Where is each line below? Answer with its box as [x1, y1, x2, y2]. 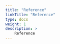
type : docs [5, 17, 28, 22]
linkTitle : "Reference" [5, 12, 56, 17]
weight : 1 [5, 21, 26, 27]
